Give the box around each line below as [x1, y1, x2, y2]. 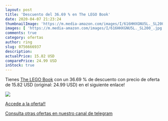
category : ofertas [5, 35, 43, 40]
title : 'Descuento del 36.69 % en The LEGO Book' [5, 12, 111, 17]
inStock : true [5, 63, 35, 68]
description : [5, 49, 32, 54]
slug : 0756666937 [5, 44, 41, 49]
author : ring [5, 40, 32, 45]
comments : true [5, 30, 37, 35]
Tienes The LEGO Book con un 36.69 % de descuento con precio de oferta [5, 77, 160, 83]
